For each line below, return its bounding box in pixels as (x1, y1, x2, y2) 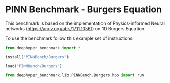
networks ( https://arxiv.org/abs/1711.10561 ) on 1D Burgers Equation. (5, 25, 146, 31)
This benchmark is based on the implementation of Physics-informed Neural (5, 20, 165, 26)
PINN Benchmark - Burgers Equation (5, 4, 162, 15)
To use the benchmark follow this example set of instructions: (5, 35, 134, 41)
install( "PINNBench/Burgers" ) (5, 54, 70, 59)
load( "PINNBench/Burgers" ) (5, 63, 62, 69)
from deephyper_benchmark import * (5, 45, 81, 50)
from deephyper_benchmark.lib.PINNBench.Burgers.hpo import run (5, 72, 144, 78)
